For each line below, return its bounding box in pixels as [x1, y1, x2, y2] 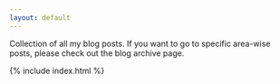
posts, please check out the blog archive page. [9, 47, 185, 59]
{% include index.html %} [9, 65, 105, 76]
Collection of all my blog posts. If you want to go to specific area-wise [9, 38, 271, 49]
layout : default [9, 13, 71, 23]
